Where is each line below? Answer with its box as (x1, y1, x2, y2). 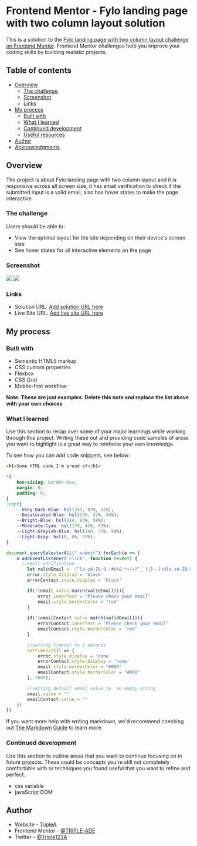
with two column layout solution (6, 16, 165, 30)
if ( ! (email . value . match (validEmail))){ (27, 588, 125, 594)
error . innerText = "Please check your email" (37, 593, 151, 599)
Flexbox (14, 370, 34, 377)
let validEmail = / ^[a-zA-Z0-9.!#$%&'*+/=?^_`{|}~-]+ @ (27, 567, 167, 572)
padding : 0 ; (16, 490, 46, 496)
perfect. (6, 771, 25, 778)
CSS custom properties (14, 364, 72, 371)
